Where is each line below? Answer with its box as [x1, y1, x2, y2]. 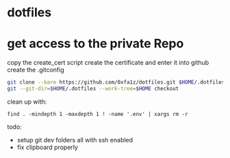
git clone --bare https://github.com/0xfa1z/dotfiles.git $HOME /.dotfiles [7, 79, 225, 86]
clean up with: [7, 97, 47, 106]
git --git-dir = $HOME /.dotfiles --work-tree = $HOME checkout [7, 85, 179, 92]
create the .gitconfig [7, 66, 64, 74]
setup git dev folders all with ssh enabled [16, 136, 133, 144]
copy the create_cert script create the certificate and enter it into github [7, 59, 209, 67]
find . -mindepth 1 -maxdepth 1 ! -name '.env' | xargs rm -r [7, 110, 188, 117]
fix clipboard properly [16, 143, 79, 151]
